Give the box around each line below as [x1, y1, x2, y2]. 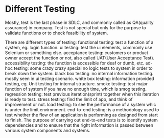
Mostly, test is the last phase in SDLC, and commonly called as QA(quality [5, 20, 154, 25]
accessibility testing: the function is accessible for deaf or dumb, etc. [5, 60, 144, 66]
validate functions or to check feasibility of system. [5, 30, 108, 36]
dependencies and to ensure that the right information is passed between [5, 122, 153, 128]
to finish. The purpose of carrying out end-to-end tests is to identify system [5, 117, 158, 123]
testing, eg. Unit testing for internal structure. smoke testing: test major [5, 80, 148, 86]
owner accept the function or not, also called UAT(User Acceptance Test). [5, 55, 155, 60]
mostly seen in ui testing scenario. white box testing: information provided [5, 76, 154, 81]
